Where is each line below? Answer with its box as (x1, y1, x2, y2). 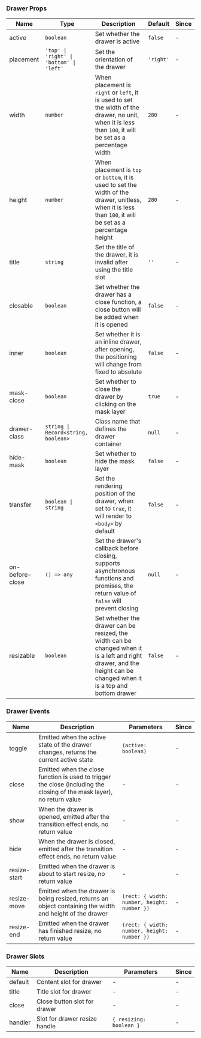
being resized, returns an (38, 894, 109, 902)
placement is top (95, 166, 142, 174)
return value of (95, 589, 136, 598)
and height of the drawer (38, 909, 108, 917)
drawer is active (95, 37, 140, 46)
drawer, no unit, (95, 111, 139, 120)
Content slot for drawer (36, 977, 102, 986)
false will (95, 596, 121, 605)
